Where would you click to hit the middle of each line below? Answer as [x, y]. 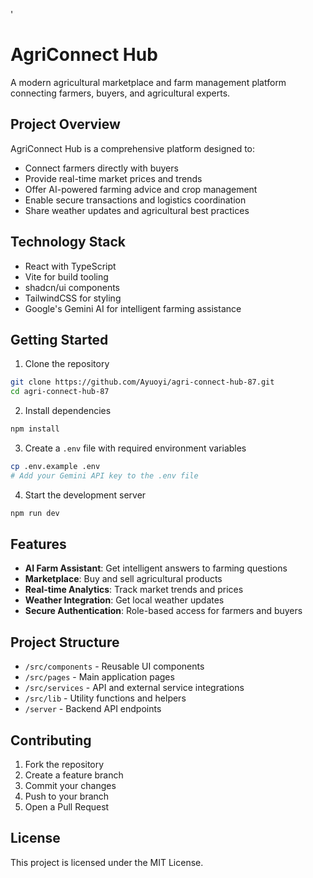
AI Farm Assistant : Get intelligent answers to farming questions [156, 568]
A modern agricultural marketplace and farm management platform [148, 82]
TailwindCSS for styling [73, 298]
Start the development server [85, 495]
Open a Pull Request [67, 807]
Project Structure [65, 642]
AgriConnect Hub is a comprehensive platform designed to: [133, 148]
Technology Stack [68, 242]
